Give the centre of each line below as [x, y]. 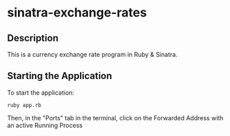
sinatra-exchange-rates [77, 13]
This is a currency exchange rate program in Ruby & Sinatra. [92, 54]
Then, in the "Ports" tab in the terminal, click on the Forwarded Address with [115, 117]
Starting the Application [60, 76]
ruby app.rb [24, 105]
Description [33, 38]
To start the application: [41, 92]
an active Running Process [45, 125]
